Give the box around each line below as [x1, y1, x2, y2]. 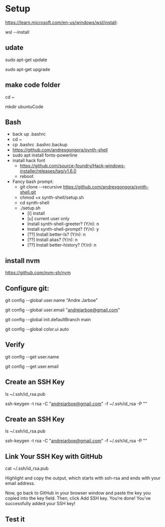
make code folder [5, 81, 61, 89]
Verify [5, 341, 25, 349]
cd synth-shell [19, 200, 50, 206]
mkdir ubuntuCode [5, 103, 44, 109]
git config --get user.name [5, 353, 60, 359]
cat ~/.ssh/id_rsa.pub [5, 465, 49, 471]
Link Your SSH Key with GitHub [5, 452, 103, 460]
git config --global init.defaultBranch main [5, 317, 91, 322]
